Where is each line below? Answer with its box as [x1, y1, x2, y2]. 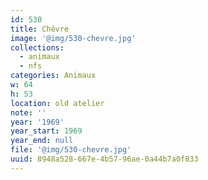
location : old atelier [10, 98, 105, 108]
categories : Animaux [10, 71, 97, 81]
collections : [10, 42, 65, 53]
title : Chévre [10, 24, 70, 34]
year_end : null [10, 136, 74, 146]
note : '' [10, 107, 47, 118]
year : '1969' [10, 117, 65, 127]
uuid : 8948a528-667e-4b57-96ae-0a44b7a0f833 [10, 154, 199, 164]
